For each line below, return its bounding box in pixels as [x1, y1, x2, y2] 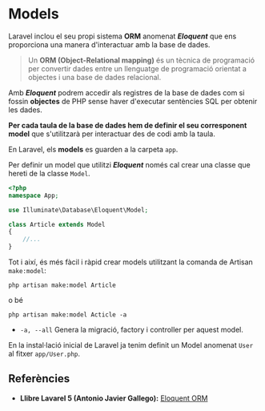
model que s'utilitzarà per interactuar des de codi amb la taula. [8, 129, 216, 139]
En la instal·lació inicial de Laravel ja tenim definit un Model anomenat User [8, 340, 254, 350]
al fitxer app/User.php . [8, 349, 80, 359]
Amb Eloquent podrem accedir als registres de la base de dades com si [8, 87, 245, 97]
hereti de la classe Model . [8, 168, 90, 178]
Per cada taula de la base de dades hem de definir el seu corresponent [8, 120, 247, 130]
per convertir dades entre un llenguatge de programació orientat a [27, 63, 247, 73]
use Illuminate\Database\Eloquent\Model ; [8, 206, 149, 214]
